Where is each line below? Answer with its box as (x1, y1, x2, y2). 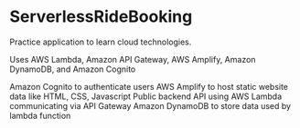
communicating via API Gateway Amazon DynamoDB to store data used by (9, 100, 291, 111)
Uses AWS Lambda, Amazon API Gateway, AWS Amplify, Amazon (9, 54, 256, 64)
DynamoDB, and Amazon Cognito (9, 64, 136, 74)
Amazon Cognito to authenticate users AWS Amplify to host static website (9, 81, 289, 92)
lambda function (9, 110, 71, 121)
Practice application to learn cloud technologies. (9, 36, 192, 47)
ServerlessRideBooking (9, 6, 193, 27)
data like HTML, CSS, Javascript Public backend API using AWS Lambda (9, 91, 283, 102)
